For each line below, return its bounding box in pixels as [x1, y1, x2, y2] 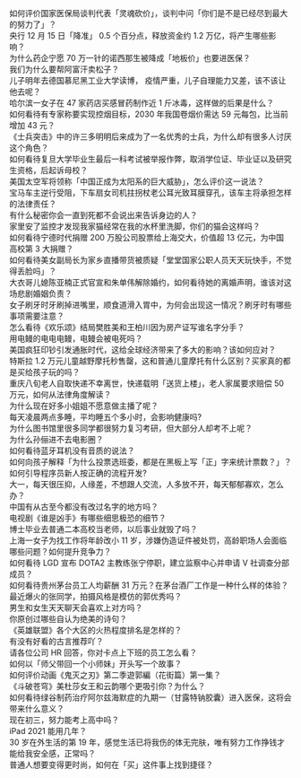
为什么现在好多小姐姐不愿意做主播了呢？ [9, 400, 159, 411]
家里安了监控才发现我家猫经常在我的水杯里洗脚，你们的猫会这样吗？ [9, 221, 261, 232]
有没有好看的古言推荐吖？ [9, 636, 104, 646]
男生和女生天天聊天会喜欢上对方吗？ [9, 602, 143, 613]
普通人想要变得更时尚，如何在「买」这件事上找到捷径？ [9, 759, 213, 770]
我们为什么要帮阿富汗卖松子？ [9, 64, 119, 74]
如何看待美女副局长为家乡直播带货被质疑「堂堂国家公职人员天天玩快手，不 [9, 255, 284, 265]
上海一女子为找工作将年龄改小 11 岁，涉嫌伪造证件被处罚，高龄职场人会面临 [9, 535, 288, 546]
